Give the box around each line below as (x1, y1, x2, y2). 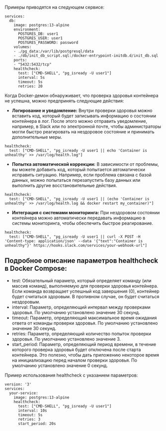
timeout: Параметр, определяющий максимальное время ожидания (11, 315, 157, 321)
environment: (13, 27, 41, 32)
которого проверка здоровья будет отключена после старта (11, 347, 141, 353)
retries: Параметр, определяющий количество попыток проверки (11, 331, 151, 337)
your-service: (9, 391, 38, 396)
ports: (13, 57, 27, 62)
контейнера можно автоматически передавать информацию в (11, 215, 146, 221)
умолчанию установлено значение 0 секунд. (11, 362, 108, 369)
